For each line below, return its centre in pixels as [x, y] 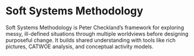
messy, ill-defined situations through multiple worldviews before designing [97, 33]
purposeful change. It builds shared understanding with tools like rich [91, 40]
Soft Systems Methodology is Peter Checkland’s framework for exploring [95, 27]
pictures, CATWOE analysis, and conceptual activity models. [80, 46]
